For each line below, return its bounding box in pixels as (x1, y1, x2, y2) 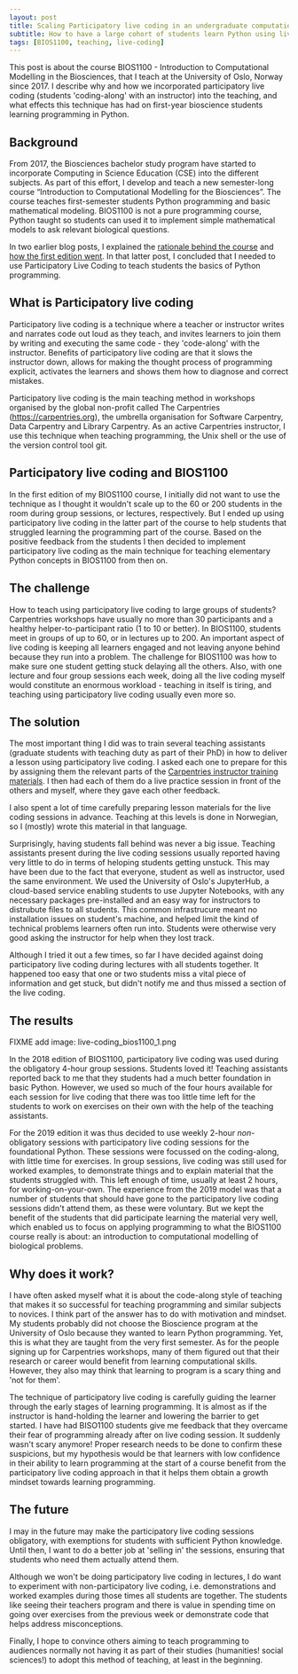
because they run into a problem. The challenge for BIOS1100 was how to (9, 651, 278, 661)
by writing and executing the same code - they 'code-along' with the (9, 338, 260, 348)
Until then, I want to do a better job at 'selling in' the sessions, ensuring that (9, 1545, 286, 1555)
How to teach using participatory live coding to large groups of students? (9, 604, 277, 614)
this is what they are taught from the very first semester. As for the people (9, 1336, 279, 1348)
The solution (9, 715, 81, 730)
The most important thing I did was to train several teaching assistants (9, 738, 266, 749)
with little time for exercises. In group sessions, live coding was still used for (9, 1156, 287, 1167)
